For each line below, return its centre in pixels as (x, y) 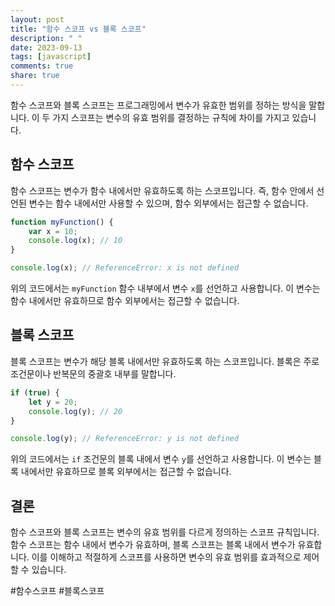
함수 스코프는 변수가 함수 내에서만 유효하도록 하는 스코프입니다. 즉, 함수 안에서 (162, 190)
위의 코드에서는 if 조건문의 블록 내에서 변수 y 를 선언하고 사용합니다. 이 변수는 (161, 459)
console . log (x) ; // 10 (75, 241)
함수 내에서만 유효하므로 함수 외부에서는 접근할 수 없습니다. (125, 301)
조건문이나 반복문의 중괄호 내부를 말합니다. (93, 373)
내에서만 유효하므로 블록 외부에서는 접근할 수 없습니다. (126, 472)
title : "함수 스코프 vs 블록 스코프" (78, 29)
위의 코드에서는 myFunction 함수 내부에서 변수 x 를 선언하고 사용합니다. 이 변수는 (165, 288)
